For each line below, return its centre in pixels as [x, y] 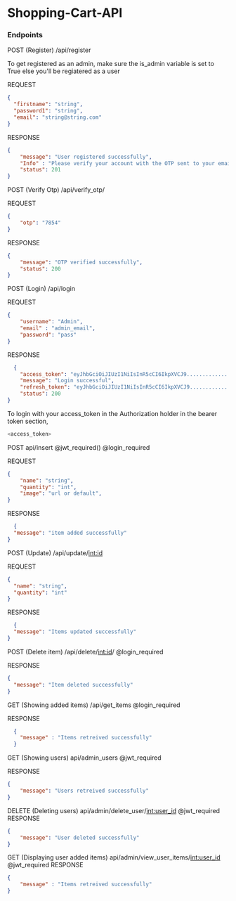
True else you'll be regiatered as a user [64, 71]
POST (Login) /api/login [41, 289]
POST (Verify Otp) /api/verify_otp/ [56, 190]
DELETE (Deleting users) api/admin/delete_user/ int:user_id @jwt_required [113, 810]
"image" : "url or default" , [61, 493]
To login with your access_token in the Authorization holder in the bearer [112, 413]
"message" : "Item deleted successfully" [73, 685]
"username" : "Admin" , [51, 322]
